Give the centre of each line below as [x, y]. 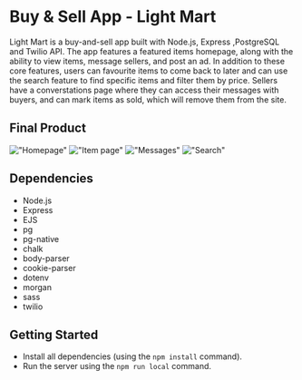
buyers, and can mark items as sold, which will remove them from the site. [148, 99]
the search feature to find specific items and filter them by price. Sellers [144, 80]
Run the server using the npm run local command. [117, 366]
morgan [37, 287]
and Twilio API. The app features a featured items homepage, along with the [151, 51]
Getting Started [54, 334]
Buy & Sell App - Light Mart [113, 17]
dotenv [36, 278]
